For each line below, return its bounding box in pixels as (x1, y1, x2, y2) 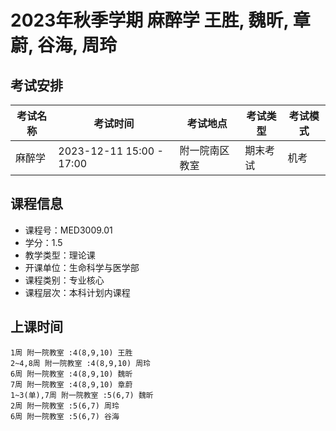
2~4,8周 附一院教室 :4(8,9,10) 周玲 (10, 358, 151, 368)
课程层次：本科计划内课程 (24, 286, 131, 298)
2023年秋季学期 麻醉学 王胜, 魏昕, (10, 9, 290, 32)
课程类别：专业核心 (24, 274, 105, 286)
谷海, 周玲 (37, 34, 118, 57)
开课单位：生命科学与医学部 (24, 261, 140, 273)
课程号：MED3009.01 (24, 224, 113, 236)
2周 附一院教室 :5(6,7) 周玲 (10, 401, 120, 411)
